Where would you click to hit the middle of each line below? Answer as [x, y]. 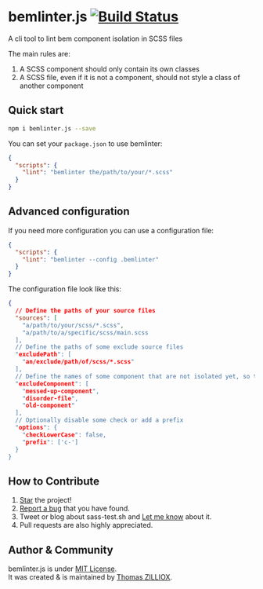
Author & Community [61, 550]
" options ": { [36, 428]
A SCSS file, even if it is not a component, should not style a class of [130, 77]
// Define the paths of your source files [85, 311]
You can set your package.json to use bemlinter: [85, 143]
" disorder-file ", [50, 398]
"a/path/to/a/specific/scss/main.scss [85, 333]
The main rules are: [39, 53]
